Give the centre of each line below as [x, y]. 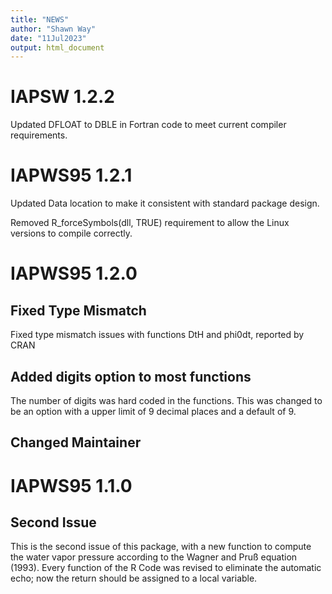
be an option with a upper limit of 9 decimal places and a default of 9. [153, 411]
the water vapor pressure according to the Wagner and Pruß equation [154, 557]
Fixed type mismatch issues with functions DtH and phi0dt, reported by [157, 335]
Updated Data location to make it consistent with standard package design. [165, 203]
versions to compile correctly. [71, 233]
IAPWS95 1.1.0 [71, 485]
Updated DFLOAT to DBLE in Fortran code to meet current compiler [148, 125]
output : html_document [57, 47]
